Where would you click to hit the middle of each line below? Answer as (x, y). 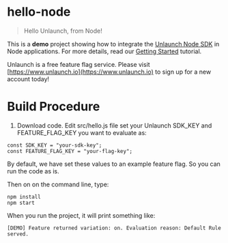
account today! (28, 78)
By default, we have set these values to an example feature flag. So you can (114, 164)
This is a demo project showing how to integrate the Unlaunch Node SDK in (113, 44)
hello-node (39, 12)
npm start (21, 203)
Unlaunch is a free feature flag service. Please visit (79, 64)
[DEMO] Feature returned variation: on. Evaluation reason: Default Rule (114, 228)
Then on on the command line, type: (58, 184)
